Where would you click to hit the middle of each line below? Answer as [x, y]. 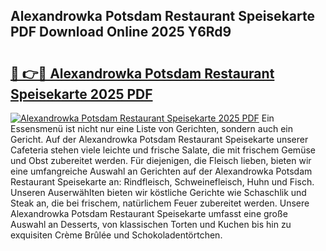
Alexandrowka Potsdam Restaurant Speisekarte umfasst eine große [149, 213]
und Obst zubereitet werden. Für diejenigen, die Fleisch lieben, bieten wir [161, 160]
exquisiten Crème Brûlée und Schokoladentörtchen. [116, 235]
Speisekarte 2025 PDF [81, 94]
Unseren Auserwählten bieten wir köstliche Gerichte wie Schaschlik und [158, 192]
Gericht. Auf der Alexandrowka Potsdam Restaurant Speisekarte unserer [159, 139]
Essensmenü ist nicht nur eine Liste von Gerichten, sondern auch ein [151, 128]
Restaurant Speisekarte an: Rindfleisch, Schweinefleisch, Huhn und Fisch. [162, 182]
